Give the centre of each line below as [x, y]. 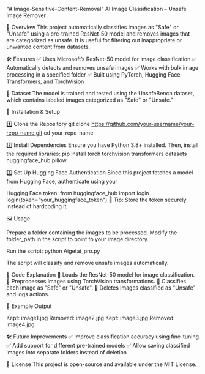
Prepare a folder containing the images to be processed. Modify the [92, 233]
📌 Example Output [29, 306]
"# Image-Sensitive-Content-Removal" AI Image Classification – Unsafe [96, 9]
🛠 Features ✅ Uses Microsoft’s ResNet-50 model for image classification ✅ [102, 59]
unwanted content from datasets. [48, 47]
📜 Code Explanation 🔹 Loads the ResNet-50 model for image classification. [101, 275]
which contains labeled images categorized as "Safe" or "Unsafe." [90, 100]
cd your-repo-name [69, 133]
